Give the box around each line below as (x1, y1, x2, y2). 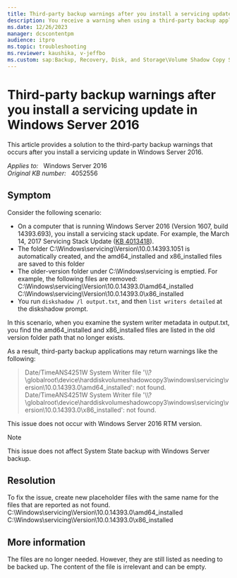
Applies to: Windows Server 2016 (7, 161, 108, 170)
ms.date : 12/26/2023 (7, 23, 68, 30)
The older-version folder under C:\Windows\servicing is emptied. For (17, 266, 218, 276)
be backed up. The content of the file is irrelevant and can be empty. (7, 562, 207, 571)
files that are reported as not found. (7, 501, 111, 509)
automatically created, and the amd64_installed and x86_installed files (17, 252, 222, 260)
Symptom (7, 189, 51, 201)
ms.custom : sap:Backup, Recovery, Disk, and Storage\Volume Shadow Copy (7, 57, 226, 64)
